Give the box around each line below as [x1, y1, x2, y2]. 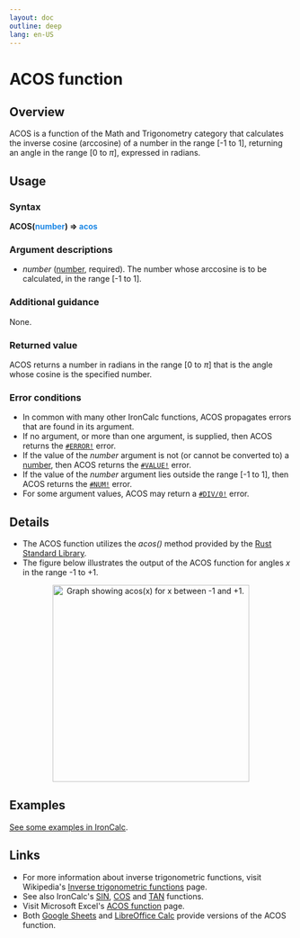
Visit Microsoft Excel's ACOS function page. [22, 900, 186, 911]
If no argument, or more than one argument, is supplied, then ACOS [22, 431, 272, 442]
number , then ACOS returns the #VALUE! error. [22, 460, 191, 471]
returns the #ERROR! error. [22, 440, 117, 451]
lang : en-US [9, 30, 54, 39]
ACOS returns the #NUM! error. [22, 479, 133, 490]
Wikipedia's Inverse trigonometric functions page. [22, 881, 208, 892]
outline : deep [9, 22, 63, 31]
